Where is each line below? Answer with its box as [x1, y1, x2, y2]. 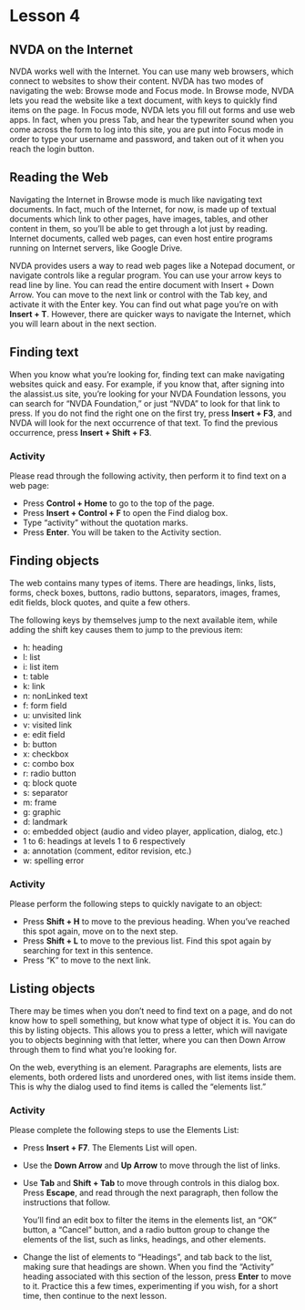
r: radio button [22, 768, 77, 779]
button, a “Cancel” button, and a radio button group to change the [22, 1224, 270, 1235]
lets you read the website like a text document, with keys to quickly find [9, 95, 278, 106]
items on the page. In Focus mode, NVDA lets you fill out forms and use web [9, 105, 296, 115]
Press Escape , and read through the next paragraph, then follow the [22, 1187, 279, 1199]
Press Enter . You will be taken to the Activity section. [22, 526, 221, 538]
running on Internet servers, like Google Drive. [9, 242, 183, 253]
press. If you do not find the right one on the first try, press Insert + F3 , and [9, 407, 293, 418]
